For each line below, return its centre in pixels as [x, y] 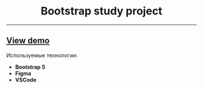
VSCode [26, 80]
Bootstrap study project [101, 11]
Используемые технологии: [42, 55]
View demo [28, 41]
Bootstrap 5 [30, 67]
